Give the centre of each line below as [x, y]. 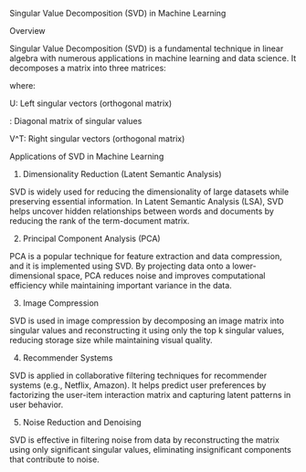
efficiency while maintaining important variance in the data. [121, 285]
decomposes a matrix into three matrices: [88, 68]
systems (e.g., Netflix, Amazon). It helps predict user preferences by [138, 385]
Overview [27, 31]
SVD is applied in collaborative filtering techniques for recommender [138, 375]
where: [23, 85]
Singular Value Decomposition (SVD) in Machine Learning [118, 13]
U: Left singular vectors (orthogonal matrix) [91, 103]
